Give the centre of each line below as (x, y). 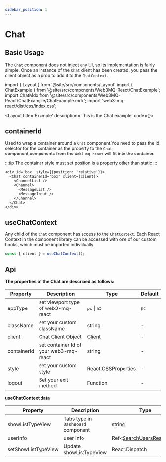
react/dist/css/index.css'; (31, 106)
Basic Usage (25, 53)
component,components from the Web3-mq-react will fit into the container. (80, 154)
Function (97, 383)
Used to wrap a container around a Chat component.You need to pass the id (82, 143)
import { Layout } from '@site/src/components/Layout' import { (69, 84)
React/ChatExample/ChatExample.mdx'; (46, 100)
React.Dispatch (129, 449)
